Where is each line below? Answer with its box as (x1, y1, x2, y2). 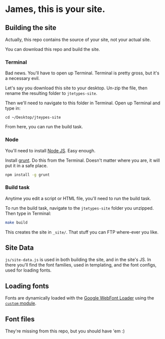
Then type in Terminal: (5, 210, 51, 216)
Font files (5, 315, 35, 323)
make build (5, 220, 28, 225)
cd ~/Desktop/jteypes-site (5, 115, 61, 120)
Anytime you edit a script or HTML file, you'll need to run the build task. (5, 195, 152, 201)
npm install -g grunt (5, 172, 50, 177)
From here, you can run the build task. (5, 124, 83, 130)
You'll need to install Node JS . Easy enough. (5, 147, 96, 153)
